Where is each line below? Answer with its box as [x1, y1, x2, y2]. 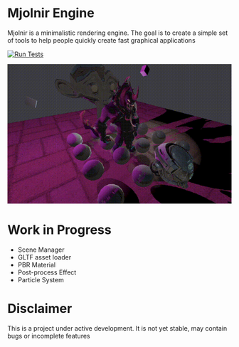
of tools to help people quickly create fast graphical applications [7, 36, 196, 44]
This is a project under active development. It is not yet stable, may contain [7, 324, 228, 332]
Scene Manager [17, 245, 65, 254]
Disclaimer [7, 301, 73, 317]
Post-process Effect [17, 268, 77, 277]
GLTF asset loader [17, 253, 72, 262]
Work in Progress [7, 222, 112, 238]
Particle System [17, 276, 64, 284]
